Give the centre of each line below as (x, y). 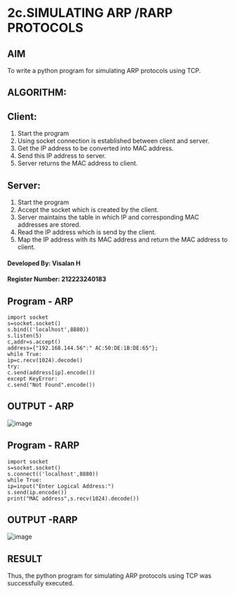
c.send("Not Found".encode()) (52, 385)
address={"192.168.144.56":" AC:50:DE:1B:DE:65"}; (83, 348)
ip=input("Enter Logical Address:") (61, 486)
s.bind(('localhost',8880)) (48, 330)
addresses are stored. (49, 225)
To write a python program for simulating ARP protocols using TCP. (104, 71)
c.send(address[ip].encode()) (52, 373)
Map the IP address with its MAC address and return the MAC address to (122, 239)
